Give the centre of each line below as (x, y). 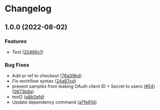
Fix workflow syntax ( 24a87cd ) (44, 81)
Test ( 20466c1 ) (28, 52)
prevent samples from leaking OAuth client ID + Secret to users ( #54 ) (84, 86)
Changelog (28, 9)
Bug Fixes (17, 65)
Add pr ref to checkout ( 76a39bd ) (47, 76)
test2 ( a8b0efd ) (28, 97)
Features (16, 41)
